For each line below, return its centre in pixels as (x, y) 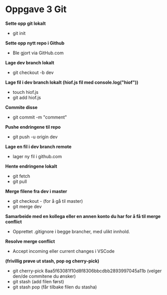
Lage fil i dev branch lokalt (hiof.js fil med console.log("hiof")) (72, 82)
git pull (19, 181)
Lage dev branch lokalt (30, 62)
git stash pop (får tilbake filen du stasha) (55, 287)
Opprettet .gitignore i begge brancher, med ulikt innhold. (71, 231)
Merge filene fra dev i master (36, 191)
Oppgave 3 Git (36, 9)
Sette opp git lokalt (26, 23)
